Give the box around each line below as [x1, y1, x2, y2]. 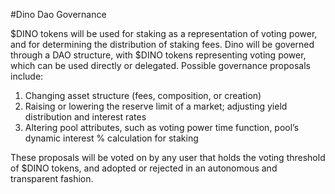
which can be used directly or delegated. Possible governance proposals [10, 60, 311, 71]
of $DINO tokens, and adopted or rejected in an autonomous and [10, 162, 278, 174]
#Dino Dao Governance [10, 9, 107, 20]
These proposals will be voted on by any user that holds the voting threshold [10, 152, 326, 163]
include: [10, 70, 44, 82]
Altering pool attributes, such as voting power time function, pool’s [24, 122, 300, 133]
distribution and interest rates [24, 111, 147, 123]
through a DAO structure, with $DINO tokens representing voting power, [10, 49, 307, 61]
